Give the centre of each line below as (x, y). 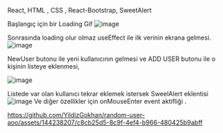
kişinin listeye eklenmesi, (44, 66)
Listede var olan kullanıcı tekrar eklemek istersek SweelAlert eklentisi (108, 94)
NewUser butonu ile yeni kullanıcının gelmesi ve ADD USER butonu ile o (111, 59)
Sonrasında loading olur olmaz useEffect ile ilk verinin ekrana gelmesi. (109, 37)
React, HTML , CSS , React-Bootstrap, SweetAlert (80, 10)
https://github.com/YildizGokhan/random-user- (76, 115)
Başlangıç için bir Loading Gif (50, 24)
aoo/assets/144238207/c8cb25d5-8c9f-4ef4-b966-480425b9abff (105, 122)
